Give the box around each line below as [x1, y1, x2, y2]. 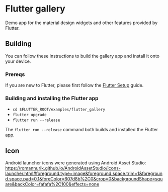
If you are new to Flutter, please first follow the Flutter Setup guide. [5, 82, 144, 88]
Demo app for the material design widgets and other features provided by [5, 20, 158, 26]
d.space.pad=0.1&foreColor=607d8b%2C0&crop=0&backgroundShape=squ [5, 176, 163, 182]
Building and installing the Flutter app [5, 94, 99, 102]
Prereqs [5, 71, 25, 78]
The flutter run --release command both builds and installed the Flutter [5, 127, 158, 133]
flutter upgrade [12, 113, 47, 118]
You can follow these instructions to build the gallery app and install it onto [5, 53, 160, 59]
